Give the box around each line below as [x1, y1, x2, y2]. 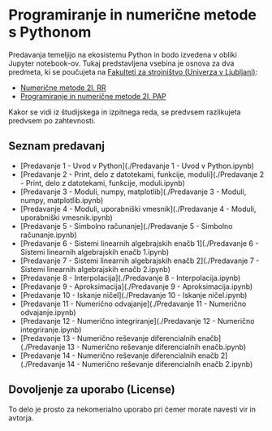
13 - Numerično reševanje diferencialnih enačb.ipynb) [67, 342, 247, 351]
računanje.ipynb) [19, 230, 77, 239]
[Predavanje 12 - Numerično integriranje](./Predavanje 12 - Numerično [19, 316, 255, 325]
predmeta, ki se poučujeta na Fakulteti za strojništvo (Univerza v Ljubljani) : [8, 67, 258, 76]
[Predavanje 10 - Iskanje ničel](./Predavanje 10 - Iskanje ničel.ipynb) [19, 290, 248, 300]
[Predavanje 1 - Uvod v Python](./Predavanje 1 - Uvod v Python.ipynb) [19, 161, 254, 170]
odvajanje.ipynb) [19, 307, 76, 317]
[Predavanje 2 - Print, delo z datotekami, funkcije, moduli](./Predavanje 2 [19, 169, 265, 179]
